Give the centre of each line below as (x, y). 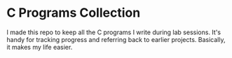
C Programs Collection (74, 13)
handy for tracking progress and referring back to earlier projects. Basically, (116, 39)
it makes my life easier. (40, 47)
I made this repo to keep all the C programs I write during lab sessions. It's (114, 32)
